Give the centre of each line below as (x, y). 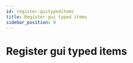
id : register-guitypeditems (40, 11)
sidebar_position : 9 (31, 22)
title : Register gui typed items (47, 17)
